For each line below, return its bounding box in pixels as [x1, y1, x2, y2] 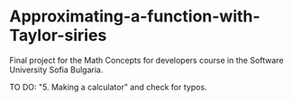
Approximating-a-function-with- [9, 6, 261, 27]
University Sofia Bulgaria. [9, 64, 104, 75]
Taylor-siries [9, 25, 107, 46]
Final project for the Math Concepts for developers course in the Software [9, 55, 284, 65]
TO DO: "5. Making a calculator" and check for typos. [9, 81, 207, 92]
